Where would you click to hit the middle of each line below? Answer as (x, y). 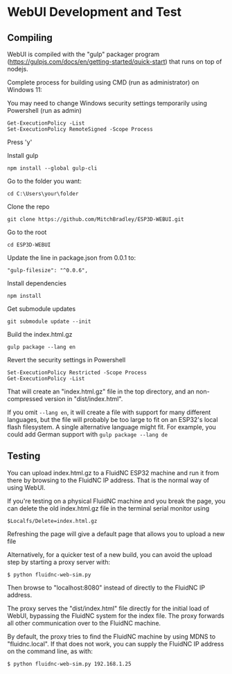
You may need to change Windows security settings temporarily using (107, 103)
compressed (25, 399)
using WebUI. (26, 487)
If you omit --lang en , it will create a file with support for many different (109, 412)
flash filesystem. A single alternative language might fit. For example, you (112, 427)
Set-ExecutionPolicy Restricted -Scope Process (77, 373)
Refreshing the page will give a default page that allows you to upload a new (116, 533)
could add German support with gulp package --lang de (88, 434)
